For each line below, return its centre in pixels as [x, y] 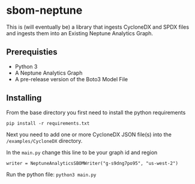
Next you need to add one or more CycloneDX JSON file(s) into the [89, 134]
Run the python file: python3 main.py [51, 174]
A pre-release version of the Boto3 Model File [71, 79]
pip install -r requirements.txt [48, 123]
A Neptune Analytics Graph [49, 73]
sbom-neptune [44, 10]
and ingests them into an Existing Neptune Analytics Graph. [80, 33]
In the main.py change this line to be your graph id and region [82, 152]
